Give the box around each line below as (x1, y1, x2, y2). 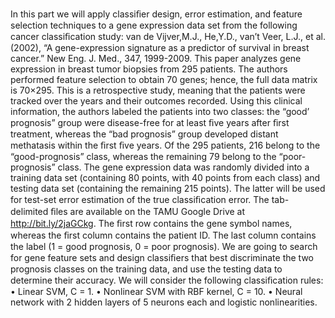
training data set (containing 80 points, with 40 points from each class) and (10, 172, 321, 183)
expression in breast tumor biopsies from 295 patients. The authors (10, 63, 288, 75)
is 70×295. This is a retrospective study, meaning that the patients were (10, 84, 306, 96)
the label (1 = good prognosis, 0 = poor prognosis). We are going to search (10, 241, 318, 252)
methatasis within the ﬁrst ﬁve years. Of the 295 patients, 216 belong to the (10, 139, 321, 151)
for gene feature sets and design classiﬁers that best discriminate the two (10, 252, 315, 263)
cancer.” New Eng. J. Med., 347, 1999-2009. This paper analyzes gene (10, 53, 302, 64)
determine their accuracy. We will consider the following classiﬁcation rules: (10, 274, 324, 286)
